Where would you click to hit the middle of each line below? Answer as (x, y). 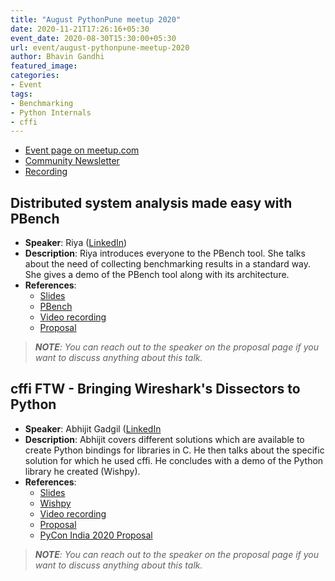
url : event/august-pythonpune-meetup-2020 (100, 47)
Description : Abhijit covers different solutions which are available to (164, 439)
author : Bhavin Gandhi (57, 57)
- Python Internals (51, 112)
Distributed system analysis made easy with (151, 202)
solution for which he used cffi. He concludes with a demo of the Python (174, 460)
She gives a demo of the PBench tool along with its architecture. (157, 275)
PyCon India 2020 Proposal (96, 535)
